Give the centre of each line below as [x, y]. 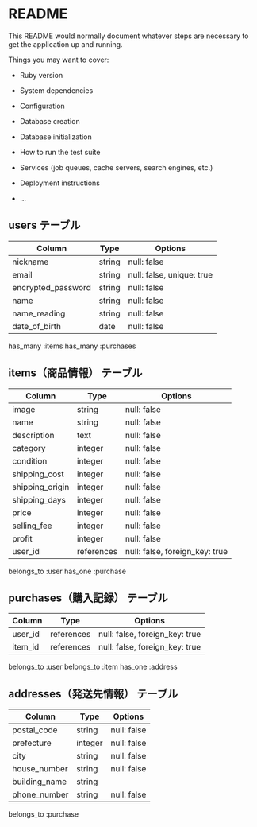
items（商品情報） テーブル [75, 373]
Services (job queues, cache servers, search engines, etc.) [116, 167]
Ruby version [41, 75]
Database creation [50, 121]
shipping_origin [41, 487]
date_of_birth [37, 326]
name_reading [39, 313]
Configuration [42, 106]
